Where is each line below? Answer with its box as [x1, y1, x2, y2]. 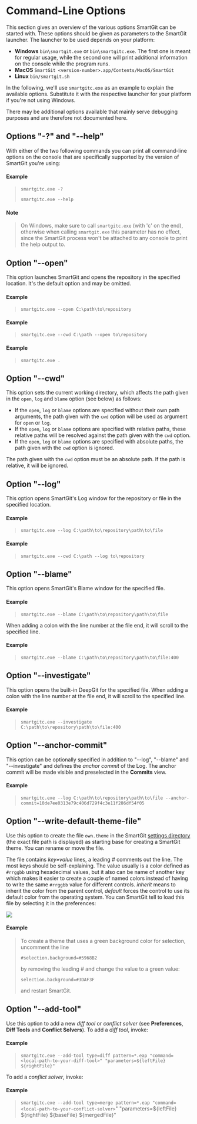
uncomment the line [20, 944, 69, 951]
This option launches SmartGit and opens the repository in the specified [6, 273, 181, 281]
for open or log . [14, 419, 51, 426]
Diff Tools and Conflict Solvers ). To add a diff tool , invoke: [6, 1026, 149, 1033]
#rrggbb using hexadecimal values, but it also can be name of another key [6, 868, 185, 875]
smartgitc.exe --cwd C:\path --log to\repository [20, 553, 145, 559]
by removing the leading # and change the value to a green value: [20, 965, 180, 972]
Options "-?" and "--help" [6, 132, 104, 142]
